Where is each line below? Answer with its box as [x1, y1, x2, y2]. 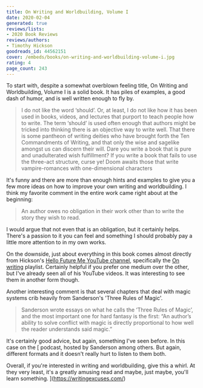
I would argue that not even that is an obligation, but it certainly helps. [6, 226, 181, 233]
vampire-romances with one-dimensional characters [21, 165, 153, 172]
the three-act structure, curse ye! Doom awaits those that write [21, 158, 179, 166]
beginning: [6, 196, 33, 203]
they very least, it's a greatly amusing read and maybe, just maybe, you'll [6, 369, 189, 376]
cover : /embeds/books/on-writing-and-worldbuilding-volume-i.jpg [6, 54, 175, 60]
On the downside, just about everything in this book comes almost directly [6, 250, 192, 258]
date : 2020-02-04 [6, 15, 50, 21]
